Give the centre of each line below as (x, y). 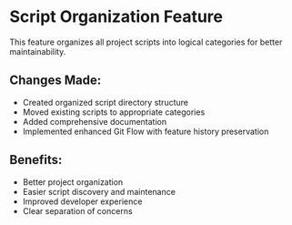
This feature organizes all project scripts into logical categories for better (146, 42)
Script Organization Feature (116, 17)
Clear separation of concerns (78, 210)
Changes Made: (55, 81)
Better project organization (73, 182)
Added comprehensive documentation (94, 121)
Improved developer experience (82, 201)
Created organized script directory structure (106, 102)
